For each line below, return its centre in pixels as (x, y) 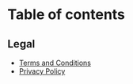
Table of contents (66, 15)
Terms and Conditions (55, 63)
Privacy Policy (42, 71)
